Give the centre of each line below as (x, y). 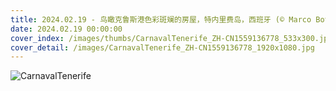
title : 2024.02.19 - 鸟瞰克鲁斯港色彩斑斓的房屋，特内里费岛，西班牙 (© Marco (161, 19)
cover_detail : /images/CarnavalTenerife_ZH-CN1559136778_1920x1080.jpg (162, 47)
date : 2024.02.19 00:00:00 (66, 29)
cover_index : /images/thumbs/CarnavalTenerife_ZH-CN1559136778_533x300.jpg (171, 38)
